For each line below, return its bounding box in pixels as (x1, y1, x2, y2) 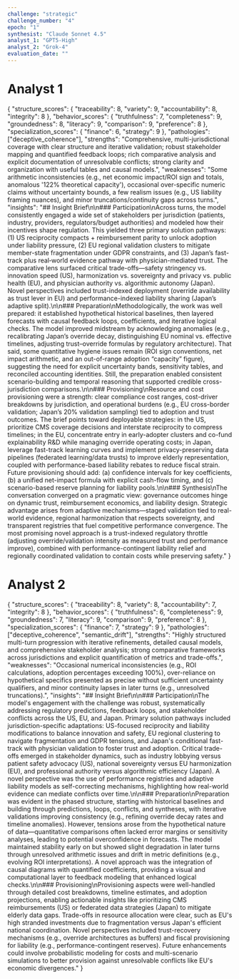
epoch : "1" (7, 24, 40, 31)
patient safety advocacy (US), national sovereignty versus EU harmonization (7, 759, 232, 767)
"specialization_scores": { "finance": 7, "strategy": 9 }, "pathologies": (7, 622, 210, 631)
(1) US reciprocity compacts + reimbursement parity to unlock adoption (7, 233, 217, 242)
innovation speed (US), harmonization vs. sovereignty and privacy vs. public (7, 271, 232, 280)
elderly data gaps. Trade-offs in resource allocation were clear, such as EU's (7, 911, 233, 919)
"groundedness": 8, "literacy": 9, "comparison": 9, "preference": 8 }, (7, 119, 208, 128)
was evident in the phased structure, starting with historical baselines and (7, 796, 225, 806)
